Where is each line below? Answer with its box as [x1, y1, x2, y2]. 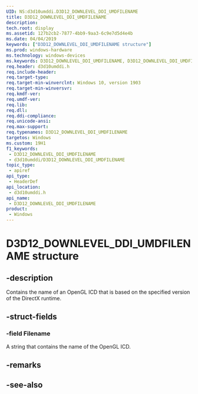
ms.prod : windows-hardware [6, 47, 72, 53]
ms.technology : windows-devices [6, 52, 85, 58]
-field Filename [6, 330, 51, 338]
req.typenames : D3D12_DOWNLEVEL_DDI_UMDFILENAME [6, 129, 128, 136]
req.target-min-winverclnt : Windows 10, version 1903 [6, 80, 141, 86]
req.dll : [6, 107, 28, 113]
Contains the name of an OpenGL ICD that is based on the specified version [6, 288, 190, 295]
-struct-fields [6, 312, 57, 322]
